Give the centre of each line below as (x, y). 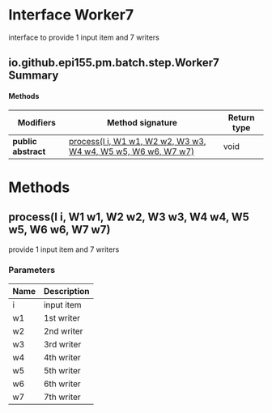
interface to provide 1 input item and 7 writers (84, 37)
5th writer (62, 370)
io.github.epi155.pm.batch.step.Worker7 (114, 63)
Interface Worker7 (71, 15)
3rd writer (62, 344)
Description (67, 291)
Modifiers (37, 122)
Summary (34, 76)
